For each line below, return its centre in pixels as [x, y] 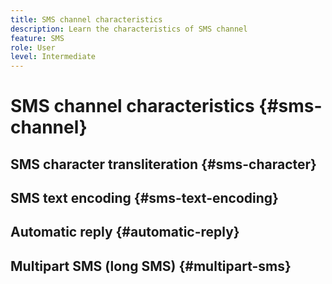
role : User [33, 47]
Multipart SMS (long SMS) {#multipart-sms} [151, 266]
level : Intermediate [53, 57]
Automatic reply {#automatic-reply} [125, 232]
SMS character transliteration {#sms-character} [163, 164]
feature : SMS [37, 38]
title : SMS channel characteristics [86, 19]
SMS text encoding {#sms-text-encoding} [144, 198]
